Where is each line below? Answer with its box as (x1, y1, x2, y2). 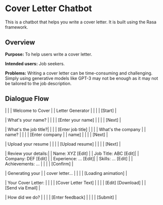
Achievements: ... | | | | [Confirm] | (5, 161, 73, 167)
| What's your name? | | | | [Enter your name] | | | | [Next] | (5, 117, 121, 123)
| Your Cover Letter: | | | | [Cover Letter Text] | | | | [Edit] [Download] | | (5, 180, 146, 186)
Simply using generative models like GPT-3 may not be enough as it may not (5, 75, 158, 81)
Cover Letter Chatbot (5, 3, 92, 14)
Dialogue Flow (5, 94, 49, 103)
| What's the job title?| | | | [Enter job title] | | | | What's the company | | (5, 126, 146, 132)
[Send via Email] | (5, 185, 40, 190)
